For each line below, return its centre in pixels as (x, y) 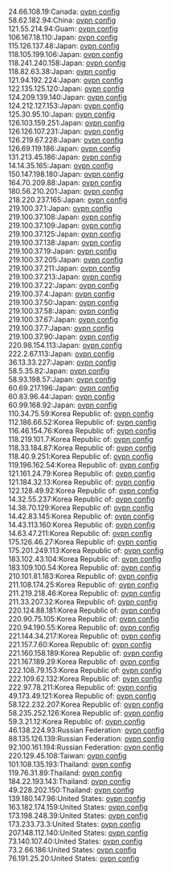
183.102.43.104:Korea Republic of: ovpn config (85, 559)
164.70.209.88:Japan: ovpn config (65, 183)
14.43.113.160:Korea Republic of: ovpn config (82, 525)
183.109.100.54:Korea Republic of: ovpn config (85, 568)
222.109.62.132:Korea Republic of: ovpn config (85, 679)
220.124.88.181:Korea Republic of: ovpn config (84, 610)
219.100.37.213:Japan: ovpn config (65, 277)
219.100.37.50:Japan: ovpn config (63, 302)
